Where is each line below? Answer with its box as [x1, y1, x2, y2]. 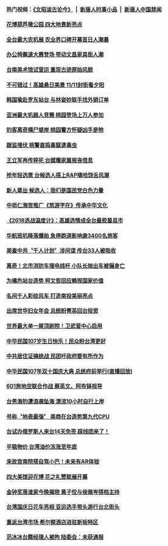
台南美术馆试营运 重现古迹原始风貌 [6, 66, 93, 73]
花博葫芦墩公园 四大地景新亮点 [6, 21, 83, 28]
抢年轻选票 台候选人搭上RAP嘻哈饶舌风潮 [6, 171, 110, 179]
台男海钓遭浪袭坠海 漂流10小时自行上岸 [6, 398, 105, 405]
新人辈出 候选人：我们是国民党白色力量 [6, 186, 104, 194]
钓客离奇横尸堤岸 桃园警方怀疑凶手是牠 [6, 126, 104, 133]
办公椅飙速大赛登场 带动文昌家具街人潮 [6, 51, 104, 58]
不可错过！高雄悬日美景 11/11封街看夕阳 [6, 81, 105, 88]
